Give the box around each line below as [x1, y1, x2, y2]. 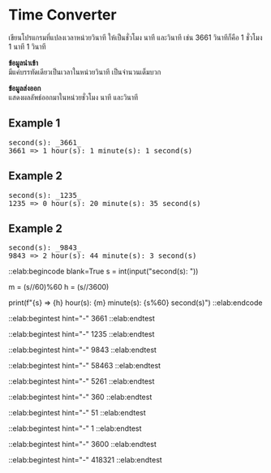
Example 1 [8, 116, 61, 131]
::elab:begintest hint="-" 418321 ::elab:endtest [8, 455, 162, 465]
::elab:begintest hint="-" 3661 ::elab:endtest [8, 314, 156, 324]
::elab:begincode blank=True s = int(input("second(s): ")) [8, 266, 199, 277]
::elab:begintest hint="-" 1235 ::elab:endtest [8, 329, 155, 339]
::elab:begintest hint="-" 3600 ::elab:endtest [8, 440, 157, 449]
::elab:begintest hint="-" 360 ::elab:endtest [8, 392, 153, 402]
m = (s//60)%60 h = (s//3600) [8, 282, 110, 292]
